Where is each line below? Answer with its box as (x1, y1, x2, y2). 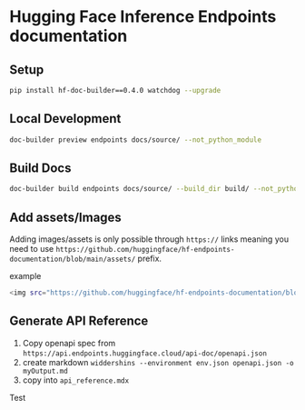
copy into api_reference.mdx (22, 375, 130, 385)
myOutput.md (22, 366, 68, 375)
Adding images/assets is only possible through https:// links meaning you (9, 234, 289, 245)
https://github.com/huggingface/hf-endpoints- (55, 245, 235, 255)
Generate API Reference (9, 314, 149, 329)
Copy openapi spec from (22, 337, 116, 348)
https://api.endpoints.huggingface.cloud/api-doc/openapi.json (22, 348, 268, 358)
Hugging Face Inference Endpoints (9, 6, 277, 27)
